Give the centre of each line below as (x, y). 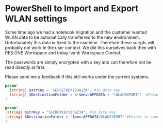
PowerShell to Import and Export (72, 8)
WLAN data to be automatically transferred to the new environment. (73, 37)
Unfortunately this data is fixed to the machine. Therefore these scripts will (80, 42)
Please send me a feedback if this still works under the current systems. (77, 77)
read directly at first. (25, 67)
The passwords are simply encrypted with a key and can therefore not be (78, 62)
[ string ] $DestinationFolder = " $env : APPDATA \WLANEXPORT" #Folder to (77, 117)
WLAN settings (36, 19)
